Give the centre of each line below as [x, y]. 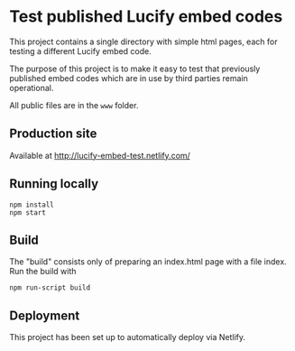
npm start [28, 212]
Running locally [54, 184]
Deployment [45, 315]
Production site [53, 134]
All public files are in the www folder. [74, 105]
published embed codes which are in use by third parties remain [129, 78]
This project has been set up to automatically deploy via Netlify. [128, 337]
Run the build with [43, 272]
